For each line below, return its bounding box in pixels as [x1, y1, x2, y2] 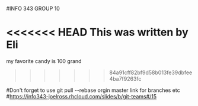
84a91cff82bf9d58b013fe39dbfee [109, 69, 193, 76]
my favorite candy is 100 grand [6, 57, 82, 64]
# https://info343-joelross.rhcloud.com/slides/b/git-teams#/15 [6, 92, 157, 100]
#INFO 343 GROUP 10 [6, 5, 60, 12]
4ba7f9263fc [109, 75, 142, 82]
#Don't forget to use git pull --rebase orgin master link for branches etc [6, 87, 180, 94]
